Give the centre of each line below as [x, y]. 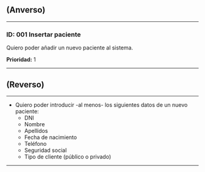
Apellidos [36, 131]
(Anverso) [26, 10]
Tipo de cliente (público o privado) [68, 156]
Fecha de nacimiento [51, 137]
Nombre [34, 124]
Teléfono [35, 143]
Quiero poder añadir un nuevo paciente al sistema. [70, 48]
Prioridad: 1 [21, 60]
